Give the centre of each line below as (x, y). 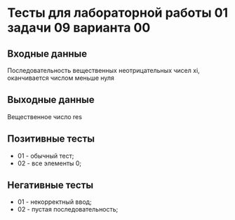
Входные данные (47, 54)
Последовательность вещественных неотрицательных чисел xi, (103, 70)
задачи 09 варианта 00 (79, 28)
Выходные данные (51, 100)
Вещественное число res (45, 116)
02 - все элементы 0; (49, 163)
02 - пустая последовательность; (68, 209)
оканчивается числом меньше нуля (61, 78)
